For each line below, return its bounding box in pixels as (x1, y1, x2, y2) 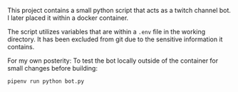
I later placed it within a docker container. (7, 14, 129, 22)
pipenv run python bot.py (7, 78, 84, 85)
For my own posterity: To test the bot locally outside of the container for (7, 56, 219, 65)
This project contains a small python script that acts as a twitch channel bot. (7, 6, 232, 14)
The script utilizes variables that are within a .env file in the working (7, 28, 206, 36)
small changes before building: (7, 64, 98, 72)
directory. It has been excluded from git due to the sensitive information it (7, 35, 223, 44)
